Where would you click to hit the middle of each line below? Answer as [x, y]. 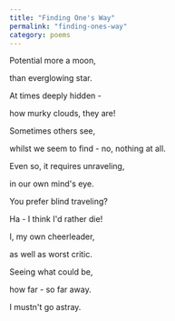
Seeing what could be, [51, 272]
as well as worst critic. [51, 255]
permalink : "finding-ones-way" [68, 26]
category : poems [40, 35]
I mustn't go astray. [45, 307]
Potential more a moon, [53, 61]
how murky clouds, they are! [63, 114]
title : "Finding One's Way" [63, 18]
